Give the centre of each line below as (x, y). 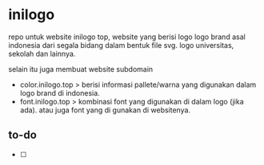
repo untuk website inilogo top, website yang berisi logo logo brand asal (127, 37)
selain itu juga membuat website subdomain (81, 69)
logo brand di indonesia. (60, 92)
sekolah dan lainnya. (42, 53)
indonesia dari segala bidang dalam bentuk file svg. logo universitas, (121, 45)
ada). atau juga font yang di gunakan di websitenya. (105, 110)
